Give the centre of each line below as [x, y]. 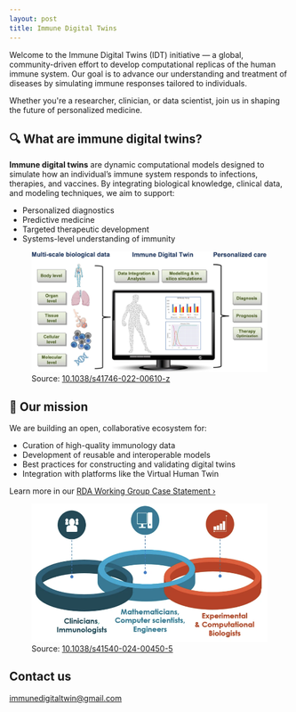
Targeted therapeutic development [85, 229]
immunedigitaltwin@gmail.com [66, 698]
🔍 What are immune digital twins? [106, 139]
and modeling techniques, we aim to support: [92, 193]
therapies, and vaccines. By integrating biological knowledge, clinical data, [146, 184]
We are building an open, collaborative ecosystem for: [108, 429]
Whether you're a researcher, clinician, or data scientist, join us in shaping [144, 100]
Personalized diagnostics [68, 210]
